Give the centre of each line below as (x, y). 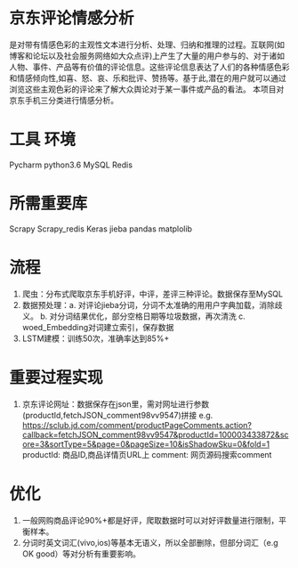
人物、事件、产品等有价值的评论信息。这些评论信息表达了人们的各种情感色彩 (149, 67)
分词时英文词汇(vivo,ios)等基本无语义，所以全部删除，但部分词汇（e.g (150, 542)
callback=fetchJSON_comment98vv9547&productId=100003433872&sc (155, 434)
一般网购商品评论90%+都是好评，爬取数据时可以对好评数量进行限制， (150, 520)
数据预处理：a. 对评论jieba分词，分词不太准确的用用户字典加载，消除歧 (152, 304)
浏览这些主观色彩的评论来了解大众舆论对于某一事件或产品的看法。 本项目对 (147, 89)
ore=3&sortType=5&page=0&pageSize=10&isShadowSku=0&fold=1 (145, 444)
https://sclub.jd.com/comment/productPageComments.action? (137, 425)
